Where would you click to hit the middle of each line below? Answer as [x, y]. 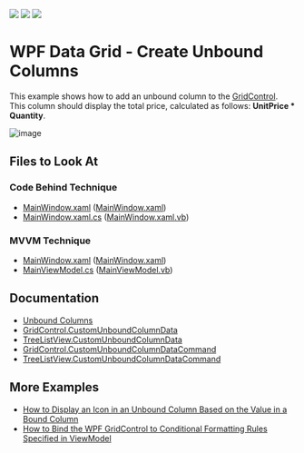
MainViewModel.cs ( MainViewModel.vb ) [98, 270]
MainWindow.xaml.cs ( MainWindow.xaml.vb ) [106, 217]
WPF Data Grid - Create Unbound [137, 52]
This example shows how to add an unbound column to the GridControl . [144, 96]
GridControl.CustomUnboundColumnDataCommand [119, 349]
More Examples [54, 387]
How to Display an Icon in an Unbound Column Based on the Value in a [155, 409]
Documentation [54, 298]
